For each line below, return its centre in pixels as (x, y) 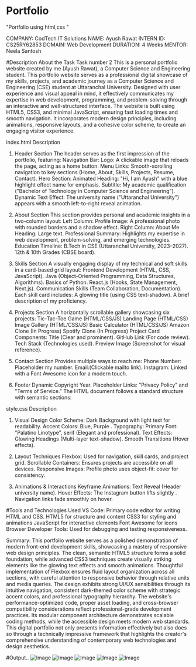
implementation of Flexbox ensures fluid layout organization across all (90, 571)
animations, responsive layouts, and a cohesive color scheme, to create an (96, 124)
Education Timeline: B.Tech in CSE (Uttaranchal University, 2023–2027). (101, 246)
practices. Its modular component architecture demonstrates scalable (90, 615)
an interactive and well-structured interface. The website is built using (90, 106)
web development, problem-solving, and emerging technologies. (92, 239)
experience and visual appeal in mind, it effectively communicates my (90, 93)
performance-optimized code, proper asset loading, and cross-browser (92, 602)
